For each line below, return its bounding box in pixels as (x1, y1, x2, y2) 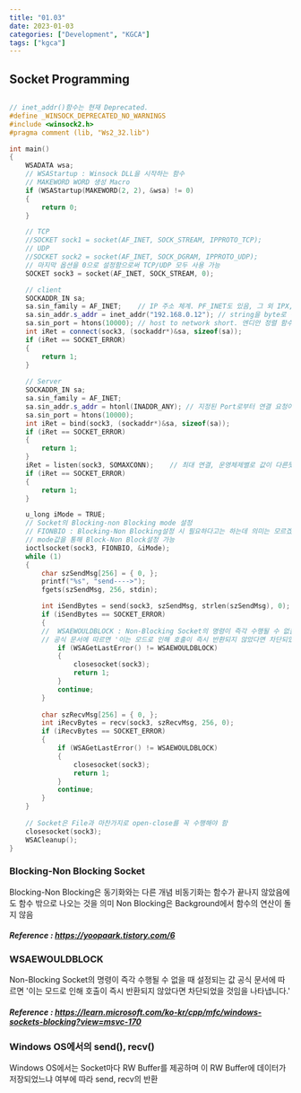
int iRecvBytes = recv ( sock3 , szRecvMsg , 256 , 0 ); (41, 718, 235, 727)
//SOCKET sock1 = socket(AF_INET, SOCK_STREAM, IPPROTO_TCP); (25, 235, 262, 245)
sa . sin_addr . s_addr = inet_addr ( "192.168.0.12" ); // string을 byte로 (25, 311, 287, 320)
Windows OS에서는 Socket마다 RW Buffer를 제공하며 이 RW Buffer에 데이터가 (9, 1062, 287, 1073)
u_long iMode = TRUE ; (25, 510, 106, 519)
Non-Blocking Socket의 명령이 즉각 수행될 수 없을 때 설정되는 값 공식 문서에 (9, 974, 276, 985)
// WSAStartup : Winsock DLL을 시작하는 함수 (25, 170, 185, 179)
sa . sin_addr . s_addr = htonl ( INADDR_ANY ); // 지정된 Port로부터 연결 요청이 (25, 401, 294, 411)
